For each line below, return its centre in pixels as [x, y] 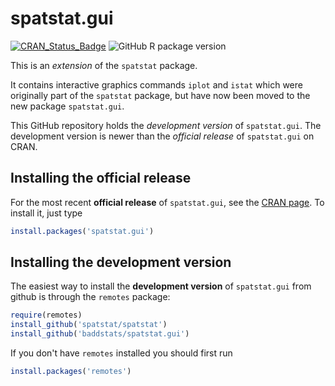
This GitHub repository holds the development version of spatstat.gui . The [166, 125]
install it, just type [46, 213]
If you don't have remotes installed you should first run [121, 353]
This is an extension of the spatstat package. [104, 65]
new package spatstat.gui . [67, 106]
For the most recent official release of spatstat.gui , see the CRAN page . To [167, 202]
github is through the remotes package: [90, 297]
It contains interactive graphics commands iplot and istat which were [156, 84]
